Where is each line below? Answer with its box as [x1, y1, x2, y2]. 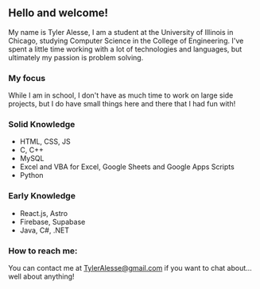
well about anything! [8, 272, 75, 281]
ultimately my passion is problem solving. [8, 52, 144, 62]
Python [19, 171, 44, 180]
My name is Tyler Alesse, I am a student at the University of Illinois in [8, 27, 234, 37]
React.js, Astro [19, 208, 68, 218]
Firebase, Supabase [19, 217, 86, 226]
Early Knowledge [8, 191, 76, 202]
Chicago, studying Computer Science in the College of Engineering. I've [8, 36, 244, 45]
